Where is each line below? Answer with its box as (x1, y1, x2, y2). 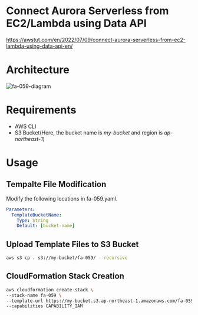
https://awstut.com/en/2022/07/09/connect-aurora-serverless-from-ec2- (6, 36, 186, 43)
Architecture (6, 63, 70, 77)
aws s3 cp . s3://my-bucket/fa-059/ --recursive (6, 255, 128, 261)
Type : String (16, 217, 49, 224)
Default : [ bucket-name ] (16, 223, 75, 229)
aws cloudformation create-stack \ (6, 287, 94, 293)
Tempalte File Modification (6, 179, 107, 189)
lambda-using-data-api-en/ (6, 42, 73, 50)
